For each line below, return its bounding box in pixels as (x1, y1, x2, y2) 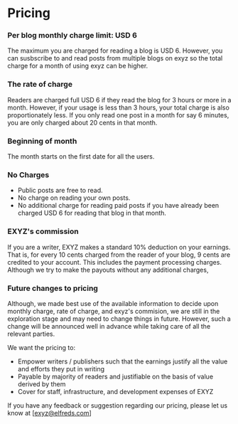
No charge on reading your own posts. (17, 194, 131, 202)
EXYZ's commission (7, 226, 80, 236)
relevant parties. (7, 329, 55, 338)
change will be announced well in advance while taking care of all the (7, 322, 211, 330)
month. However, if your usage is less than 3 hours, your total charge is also (7, 103, 229, 112)
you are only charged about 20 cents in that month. (7, 118, 158, 127)
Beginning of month (7, 136, 77, 146)
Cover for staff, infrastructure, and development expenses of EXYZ (17, 387, 214, 396)
